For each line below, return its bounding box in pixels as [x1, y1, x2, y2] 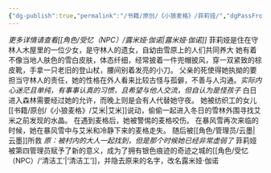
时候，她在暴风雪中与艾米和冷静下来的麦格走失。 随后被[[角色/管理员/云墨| [8, 126, 256, 135]
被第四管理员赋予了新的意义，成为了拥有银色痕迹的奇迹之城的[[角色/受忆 [8, 146, 249, 155]
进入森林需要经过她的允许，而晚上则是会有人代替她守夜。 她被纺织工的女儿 [8, 95, 257, 105]
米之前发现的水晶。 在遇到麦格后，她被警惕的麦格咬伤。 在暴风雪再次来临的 [8, 115, 259, 125]
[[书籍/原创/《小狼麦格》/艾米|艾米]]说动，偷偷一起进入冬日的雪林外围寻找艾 [8, 105, 261, 115]
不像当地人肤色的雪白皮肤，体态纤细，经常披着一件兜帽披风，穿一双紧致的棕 [8, 55, 262, 64]
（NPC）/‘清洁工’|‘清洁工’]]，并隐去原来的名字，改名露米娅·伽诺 [8, 155, 220, 165]
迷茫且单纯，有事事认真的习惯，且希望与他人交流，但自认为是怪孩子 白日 [14, 85, 257, 95]
